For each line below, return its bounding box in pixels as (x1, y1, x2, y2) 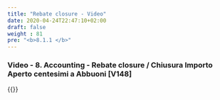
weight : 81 (7, 30, 43, 38)
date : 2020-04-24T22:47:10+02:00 (7, 17, 107, 24)
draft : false (7, 23, 46, 30)
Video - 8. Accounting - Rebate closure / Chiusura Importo (7, 60, 214, 70)
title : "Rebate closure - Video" (7, 10, 107, 18)
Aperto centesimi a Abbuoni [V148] (7, 69, 132, 79)
